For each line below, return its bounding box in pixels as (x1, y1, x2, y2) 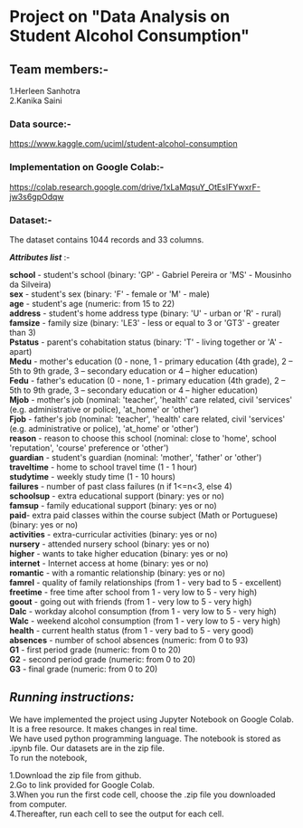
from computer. (9, 798, 68, 809)
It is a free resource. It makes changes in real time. (9, 723, 198, 734)
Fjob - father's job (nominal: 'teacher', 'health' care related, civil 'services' (9, 414, 286, 424)
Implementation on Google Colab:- (9, 161, 165, 174)
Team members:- (9, 62, 109, 77)
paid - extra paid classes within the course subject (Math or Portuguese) (9, 509, 279, 520)
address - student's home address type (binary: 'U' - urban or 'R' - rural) (9, 308, 282, 319)
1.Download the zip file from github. (9, 769, 142, 780)
